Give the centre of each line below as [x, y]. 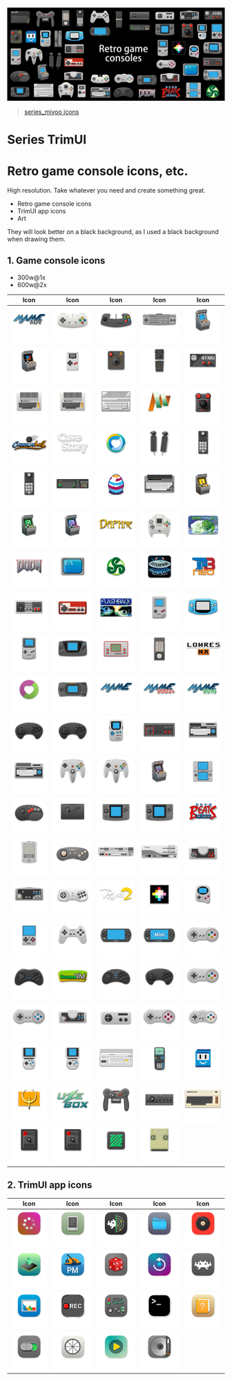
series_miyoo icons [51, 112]
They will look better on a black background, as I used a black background [113, 231]
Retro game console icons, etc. [98, 171]
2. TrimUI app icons [50, 1185]
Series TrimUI [47, 139]
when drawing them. [36, 239]
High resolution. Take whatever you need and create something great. [106, 190]
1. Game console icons [56, 261]
